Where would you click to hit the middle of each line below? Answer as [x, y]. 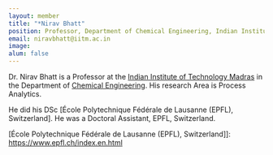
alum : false [28, 54]
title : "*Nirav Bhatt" [47, 24]
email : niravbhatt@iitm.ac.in [60, 39]
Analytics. [25, 94]
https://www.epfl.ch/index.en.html [66, 142]
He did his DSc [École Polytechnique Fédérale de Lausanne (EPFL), [121, 110]
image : [19, 46]
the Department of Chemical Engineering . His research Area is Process [127, 85]
